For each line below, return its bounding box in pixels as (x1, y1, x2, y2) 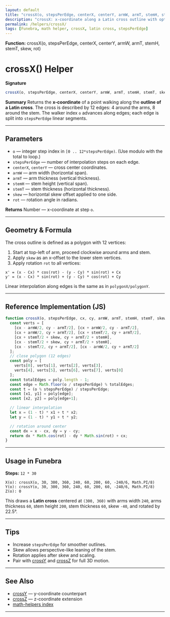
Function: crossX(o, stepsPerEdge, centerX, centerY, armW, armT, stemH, (5, 40, 160, 46)
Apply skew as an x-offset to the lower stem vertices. (12, 255, 122, 261)
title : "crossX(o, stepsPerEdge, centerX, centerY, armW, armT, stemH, (5, 12, 159, 17)
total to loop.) (12, 153, 41, 160)
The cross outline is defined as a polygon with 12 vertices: (5, 239, 126, 245)
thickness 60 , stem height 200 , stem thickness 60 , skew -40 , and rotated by (5, 503, 160, 510)
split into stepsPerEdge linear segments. (5, 115, 88, 121)
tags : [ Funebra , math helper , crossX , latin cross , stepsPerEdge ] (5, 26, 148, 31)
